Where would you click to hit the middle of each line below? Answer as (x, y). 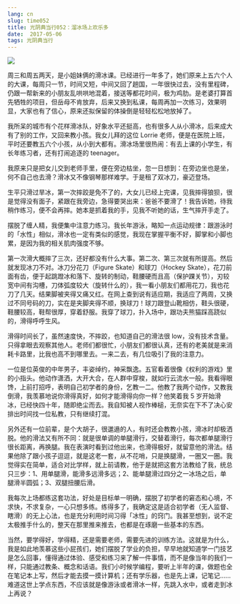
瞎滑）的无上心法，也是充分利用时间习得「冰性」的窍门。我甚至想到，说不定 (120, 516)
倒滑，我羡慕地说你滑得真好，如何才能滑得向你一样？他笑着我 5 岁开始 (111, 396)
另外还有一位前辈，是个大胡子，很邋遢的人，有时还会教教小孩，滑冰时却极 (117, 429)
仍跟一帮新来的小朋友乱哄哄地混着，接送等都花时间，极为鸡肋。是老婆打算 (117, 93)
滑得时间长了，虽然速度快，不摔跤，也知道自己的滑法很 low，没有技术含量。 (120, 336)
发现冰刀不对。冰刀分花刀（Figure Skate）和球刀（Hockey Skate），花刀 (120, 267)
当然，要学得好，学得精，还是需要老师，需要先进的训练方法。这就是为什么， (120, 540)
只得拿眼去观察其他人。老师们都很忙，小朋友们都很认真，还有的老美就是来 (117, 345)
